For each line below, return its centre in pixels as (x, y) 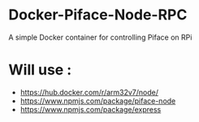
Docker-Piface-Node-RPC (98, 15)
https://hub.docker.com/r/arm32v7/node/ (89, 92)
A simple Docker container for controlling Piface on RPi (100, 37)
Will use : (40, 70)
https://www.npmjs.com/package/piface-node (98, 101)
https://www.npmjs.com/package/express (91, 109)
